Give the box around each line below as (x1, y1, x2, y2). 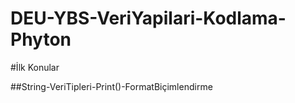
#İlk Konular (10, 61, 60, 73)
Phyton (10, 28, 72, 51)
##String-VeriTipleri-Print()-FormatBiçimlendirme (10, 80, 213, 92)
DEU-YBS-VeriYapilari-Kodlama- (10, 7, 287, 30)
